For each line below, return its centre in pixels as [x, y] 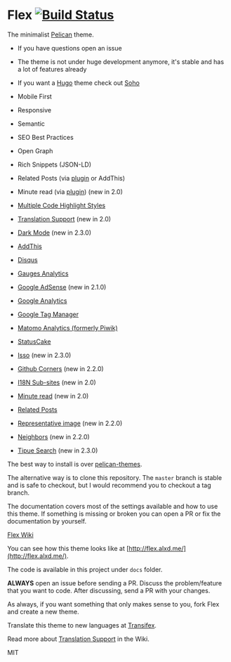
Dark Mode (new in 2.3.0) [54, 233]
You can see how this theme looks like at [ [68, 548]
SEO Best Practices [45, 137]
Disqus [27, 259]
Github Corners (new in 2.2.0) [60, 368]
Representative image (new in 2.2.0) [70, 423]
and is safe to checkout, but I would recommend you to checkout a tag [110, 485]
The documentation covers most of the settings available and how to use [113, 506]
